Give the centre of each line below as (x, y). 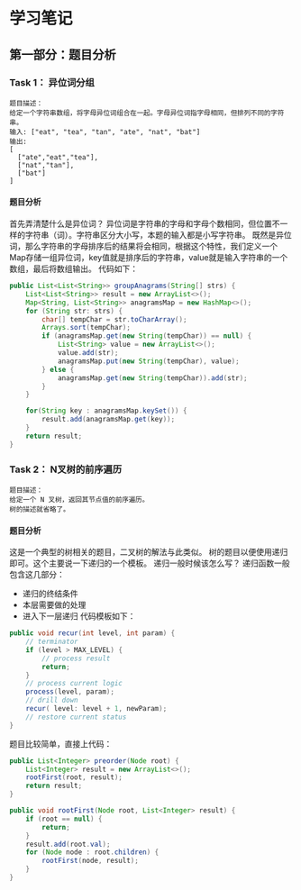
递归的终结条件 (50, 594)
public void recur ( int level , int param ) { (92, 633)
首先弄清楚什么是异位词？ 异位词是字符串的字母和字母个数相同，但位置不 (145, 224)
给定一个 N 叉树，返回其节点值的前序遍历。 (79, 500)
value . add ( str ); (88, 353)
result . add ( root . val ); (68, 844)
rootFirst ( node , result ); (91, 861)
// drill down (52, 700)
